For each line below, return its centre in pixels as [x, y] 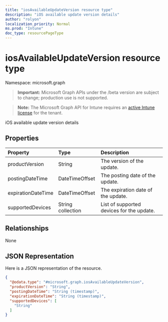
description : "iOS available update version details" [62, 15]
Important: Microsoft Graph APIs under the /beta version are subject [88, 92]
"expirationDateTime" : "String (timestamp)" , [58, 296]
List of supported [121, 204]
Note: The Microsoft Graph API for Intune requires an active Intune [86, 107]
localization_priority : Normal [38, 24]
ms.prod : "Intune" [24, 29]
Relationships [27, 228]
